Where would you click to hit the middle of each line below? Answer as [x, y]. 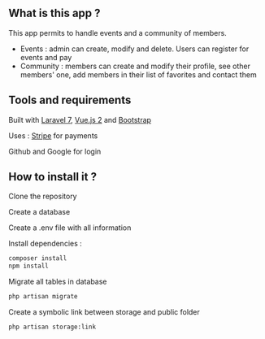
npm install [28, 266]
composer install [38, 259]
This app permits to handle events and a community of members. [118, 33]
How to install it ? [53, 177]
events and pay [46, 57]
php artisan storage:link [52, 327]
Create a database [39, 212]
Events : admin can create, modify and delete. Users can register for [135, 49]
